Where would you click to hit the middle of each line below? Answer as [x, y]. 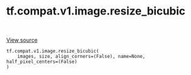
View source [22, 40]
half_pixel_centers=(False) [42, 62]
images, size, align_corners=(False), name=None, [82, 56]
